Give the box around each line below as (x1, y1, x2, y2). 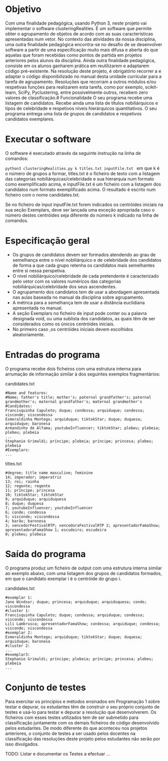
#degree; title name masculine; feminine (5, 470, 93, 475)
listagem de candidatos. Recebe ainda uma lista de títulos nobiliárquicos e (5, 100, 158, 106)
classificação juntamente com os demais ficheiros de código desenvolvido (5, 719, 159, 725)
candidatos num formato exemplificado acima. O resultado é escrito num (5, 186, 156, 193)
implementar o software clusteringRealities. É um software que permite (5, 25, 152, 31)
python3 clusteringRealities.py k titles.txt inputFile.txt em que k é (5, 165, 160, 171)
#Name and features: (5, 390, 49, 396)
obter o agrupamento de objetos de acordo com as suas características (5, 31, 153, 37)
